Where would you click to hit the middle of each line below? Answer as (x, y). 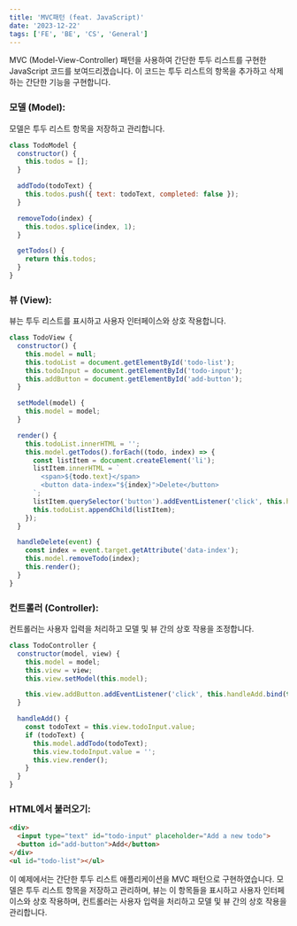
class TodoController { (53, 646)
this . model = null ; (61, 354)
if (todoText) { (55, 735)
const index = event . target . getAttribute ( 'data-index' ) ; (132, 550)
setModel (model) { (51, 403)
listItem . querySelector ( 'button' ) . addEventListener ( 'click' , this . (160, 502)
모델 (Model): (38, 107)
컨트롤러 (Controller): (54, 608)
